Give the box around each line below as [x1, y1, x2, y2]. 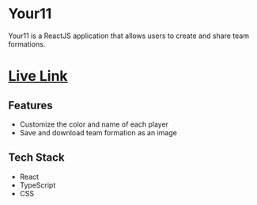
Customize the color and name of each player [19, 120, 168, 129]
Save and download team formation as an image [19, 127, 178, 137]
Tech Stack [8, 151, 65, 165]
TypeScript [19, 180, 56, 190]
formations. [8, 39, 46, 48]
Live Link [8, 67, 69, 85]
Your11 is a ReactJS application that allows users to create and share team [8, 31, 249, 40]
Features [8, 98, 53, 112]
